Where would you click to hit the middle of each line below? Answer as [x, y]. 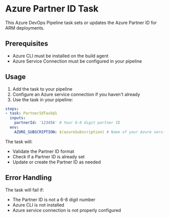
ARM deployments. [25, 28]
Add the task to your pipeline [43, 89]
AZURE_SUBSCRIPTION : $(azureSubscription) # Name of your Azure [83, 132]
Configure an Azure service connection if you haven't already [76, 94]
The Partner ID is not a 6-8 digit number [54, 199]
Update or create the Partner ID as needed [57, 162]
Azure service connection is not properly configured [67, 210]
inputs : [18, 118]
